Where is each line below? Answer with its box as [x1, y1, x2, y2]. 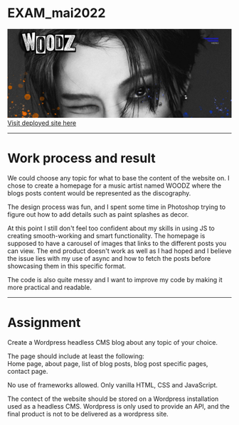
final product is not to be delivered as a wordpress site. [7, 409, 169, 418]
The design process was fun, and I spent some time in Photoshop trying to [7, 203, 226, 211]
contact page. [7, 367, 48, 375]
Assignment [7, 314, 81, 330]
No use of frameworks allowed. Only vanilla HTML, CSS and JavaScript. [7, 380, 218, 389]
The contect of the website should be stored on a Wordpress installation [7, 394, 219, 403]
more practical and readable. [7, 283, 92, 291]
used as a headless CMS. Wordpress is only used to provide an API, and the [7, 402, 230, 410]
